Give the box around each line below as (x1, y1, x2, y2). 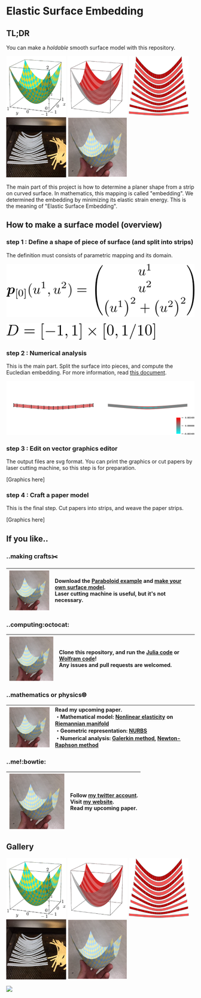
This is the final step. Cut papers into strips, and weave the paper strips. (6, 505, 184, 512)
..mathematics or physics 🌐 (6, 691, 87, 699)
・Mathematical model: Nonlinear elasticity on (54, 713, 173, 720)
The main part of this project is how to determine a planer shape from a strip (6, 183, 194, 190)
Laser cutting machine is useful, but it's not (54, 590, 166, 597)
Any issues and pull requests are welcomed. (59, 662, 172, 669)
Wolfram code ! (59, 655, 97, 662)
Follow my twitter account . (70, 791, 139, 799)
